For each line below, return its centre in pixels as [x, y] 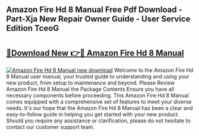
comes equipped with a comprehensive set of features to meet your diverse [99, 102]
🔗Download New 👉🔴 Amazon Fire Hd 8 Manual [95, 53]
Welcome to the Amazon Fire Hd [154, 70]
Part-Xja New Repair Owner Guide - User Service [98, 19]
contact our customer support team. [50, 127]
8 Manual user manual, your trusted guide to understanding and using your [98, 76]
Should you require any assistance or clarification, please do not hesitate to [99, 121]
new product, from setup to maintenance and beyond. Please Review [91, 83]
